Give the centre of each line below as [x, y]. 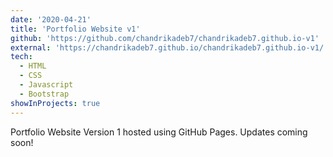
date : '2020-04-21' [51, 19]
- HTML [33, 66]
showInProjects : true [55, 103]
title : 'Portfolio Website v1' [75, 29]
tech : [21, 57]
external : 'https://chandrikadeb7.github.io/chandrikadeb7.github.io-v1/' [169, 47]
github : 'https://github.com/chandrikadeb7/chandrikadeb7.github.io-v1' [165, 38]
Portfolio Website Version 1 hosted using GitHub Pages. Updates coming [159, 132]
